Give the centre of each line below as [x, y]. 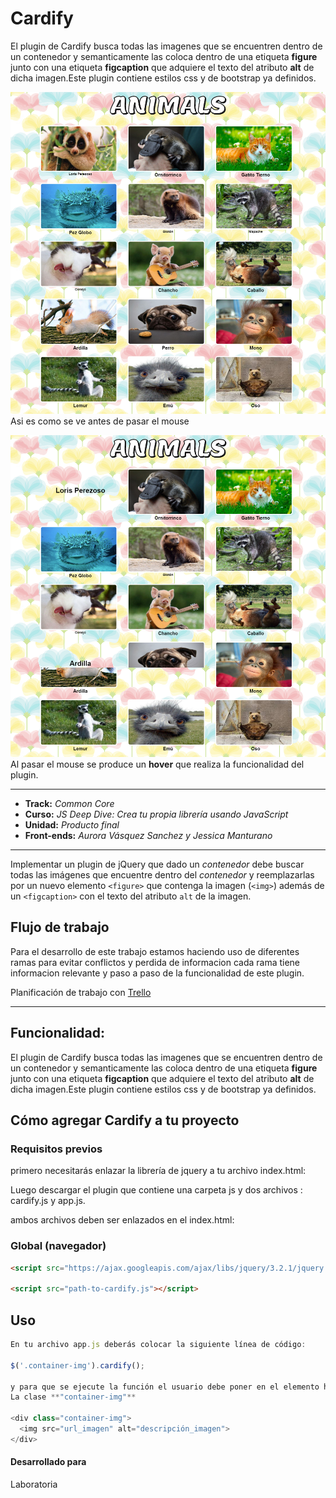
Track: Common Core [69, 804]
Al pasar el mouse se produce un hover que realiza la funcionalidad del [157, 764]
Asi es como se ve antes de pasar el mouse [100, 421]
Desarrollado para [48, 1462]
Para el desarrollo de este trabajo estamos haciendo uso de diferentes [155, 951]
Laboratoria [34, 1484]
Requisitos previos [56, 1149]
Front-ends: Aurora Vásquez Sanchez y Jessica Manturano [148, 836]
